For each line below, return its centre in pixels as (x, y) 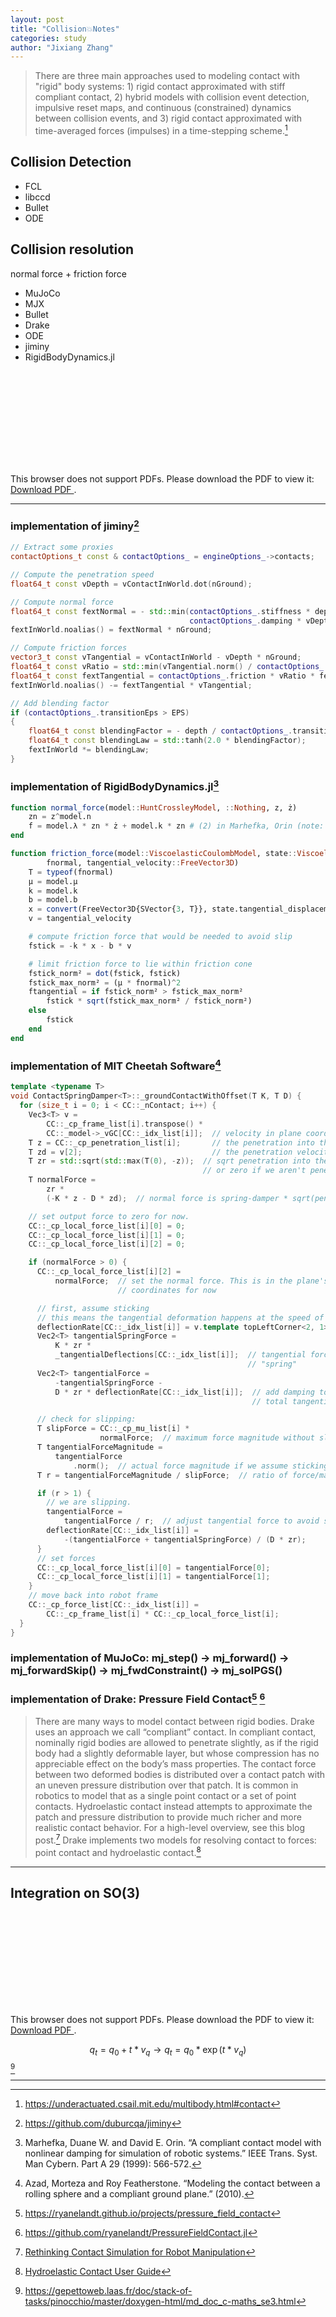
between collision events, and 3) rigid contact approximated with (168, 118)
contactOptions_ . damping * (245, 621)
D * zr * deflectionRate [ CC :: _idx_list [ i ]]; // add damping (184, 1392)
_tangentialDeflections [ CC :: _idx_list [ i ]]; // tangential (180, 1355)
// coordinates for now (167, 1290)
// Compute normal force (62, 602)
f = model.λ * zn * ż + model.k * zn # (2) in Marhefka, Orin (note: (176, 826)
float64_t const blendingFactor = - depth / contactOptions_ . (160, 731)
